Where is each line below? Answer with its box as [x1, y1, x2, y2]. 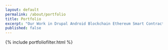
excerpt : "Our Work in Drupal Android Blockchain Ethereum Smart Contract [5, 21, 164, 26]
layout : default [5, 7, 39, 12]
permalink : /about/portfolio [5, 12, 66, 17]
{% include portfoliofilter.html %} [5, 39, 73, 45]
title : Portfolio [5, 16, 41, 21]
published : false [5, 26, 41, 31]
